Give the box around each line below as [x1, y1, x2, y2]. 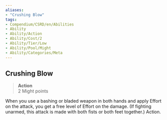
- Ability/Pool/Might [5, 45, 52, 51]
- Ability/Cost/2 [5, 36, 42, 41]
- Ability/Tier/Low [5, 41, 47, 46]
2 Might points [17, 88, 49, 94]
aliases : [5, 7, 24, 13]
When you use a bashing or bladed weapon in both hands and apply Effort [5, 98, 162, 104]
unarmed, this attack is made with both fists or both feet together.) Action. [5, 109, 161, 115]
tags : [5, 17, 17, 22]
